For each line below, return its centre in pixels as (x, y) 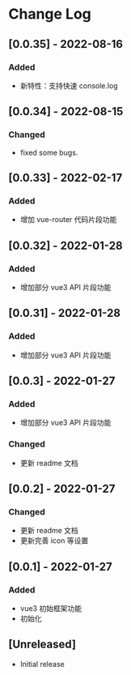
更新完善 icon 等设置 (54, 540)
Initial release (42, 664)
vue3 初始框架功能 (51, 608)
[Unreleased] (42, 645)
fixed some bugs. (49, 152)
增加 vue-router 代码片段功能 (68, 220)
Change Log (50, 14)
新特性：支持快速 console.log (69, 85)
